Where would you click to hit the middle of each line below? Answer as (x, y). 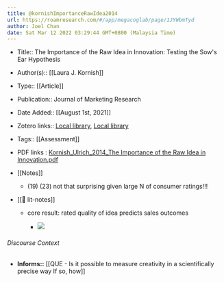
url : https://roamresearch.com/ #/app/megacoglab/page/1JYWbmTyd (101, 20)
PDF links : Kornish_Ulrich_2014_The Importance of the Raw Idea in (111, 152)
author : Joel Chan (33, 26)
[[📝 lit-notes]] (36, 200)
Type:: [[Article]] (40, 86)
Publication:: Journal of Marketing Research (79, 99)
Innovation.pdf (37, 160)
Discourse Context (33, 243)
